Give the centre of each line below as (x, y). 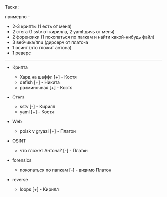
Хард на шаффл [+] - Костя (48, 77)
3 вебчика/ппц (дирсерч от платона (50, 42)
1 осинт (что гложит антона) (42, 48)
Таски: (12, 7)
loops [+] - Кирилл (39, 189)
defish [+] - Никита (40, 82)
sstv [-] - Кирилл (38, 107)
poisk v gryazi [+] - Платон (48, 131)
